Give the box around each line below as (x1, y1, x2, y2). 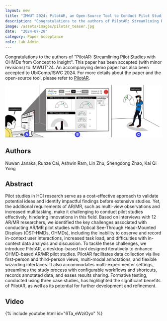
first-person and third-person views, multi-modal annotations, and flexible (5, 256, 157, 262)
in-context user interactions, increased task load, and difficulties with (5, 235, 147, 241)
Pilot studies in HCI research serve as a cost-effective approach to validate (5, 193, 159, 199)
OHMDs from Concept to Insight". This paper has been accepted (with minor (5, 59, 162, 65)
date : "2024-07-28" (5, 29, 48, 34)
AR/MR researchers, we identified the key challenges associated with (5, 219, 147, 225)
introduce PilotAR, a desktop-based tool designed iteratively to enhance (5, 246, 153, 252)
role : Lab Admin (5, 40, 39, 45)
